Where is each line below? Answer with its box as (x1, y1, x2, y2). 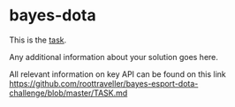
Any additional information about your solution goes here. (9, 51, 219, 62)
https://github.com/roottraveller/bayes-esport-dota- (9, 78, 199, 88)
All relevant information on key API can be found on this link (9, 68, 227, 80)
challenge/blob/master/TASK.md (9, 88, 128, 98)
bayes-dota (9, 5, 96, 26)
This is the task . (9, 34, 67, 45)
